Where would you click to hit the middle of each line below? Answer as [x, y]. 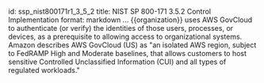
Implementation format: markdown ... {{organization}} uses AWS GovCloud [130, 20]
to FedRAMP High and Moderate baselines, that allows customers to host [128, 53]
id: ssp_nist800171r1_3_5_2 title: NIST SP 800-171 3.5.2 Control [110, 11]
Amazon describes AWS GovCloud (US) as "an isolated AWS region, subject [132, 45]
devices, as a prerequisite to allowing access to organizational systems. [125, 36]
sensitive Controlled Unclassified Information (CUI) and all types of [117, 62]
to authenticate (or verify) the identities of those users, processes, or [121, 28]
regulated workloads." [44, 70]
